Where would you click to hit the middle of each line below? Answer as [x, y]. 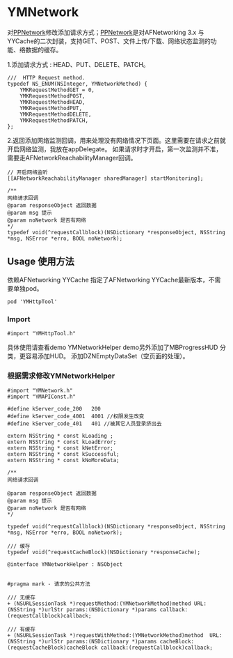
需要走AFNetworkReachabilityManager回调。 [72, 158]
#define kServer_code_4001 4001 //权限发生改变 [76, 416]
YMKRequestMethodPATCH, [54, 120]
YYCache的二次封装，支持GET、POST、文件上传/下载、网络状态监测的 [109, 41]
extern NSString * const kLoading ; [60, 436]
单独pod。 [28, 288]
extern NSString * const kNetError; [60, 448]
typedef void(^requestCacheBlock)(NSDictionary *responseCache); [104, 552]
